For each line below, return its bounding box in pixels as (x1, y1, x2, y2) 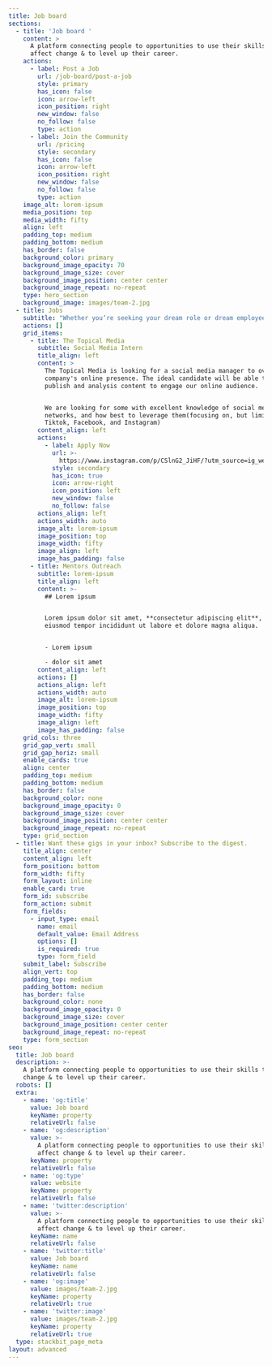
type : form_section (23, 1035, 89, 1044)
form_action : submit (23, 900, 92, 908)
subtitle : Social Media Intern (37, 344, 143, 352)
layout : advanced (8, 1345, 67, 1353)
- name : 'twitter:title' (23, 1247, 107, 1256)
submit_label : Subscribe (23, 960, 107, 968)
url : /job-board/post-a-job (37, 72, 132, 80)
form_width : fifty (23, 870, 85, 878)
